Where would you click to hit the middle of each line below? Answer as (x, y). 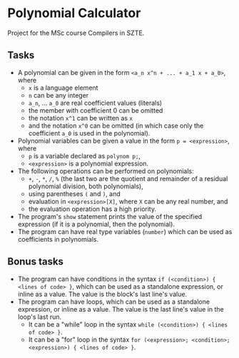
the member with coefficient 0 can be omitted (96, 110)
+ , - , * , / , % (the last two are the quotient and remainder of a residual (128, 178)
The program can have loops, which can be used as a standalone (114, 302)
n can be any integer (59, 95)
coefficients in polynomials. (58, 239)
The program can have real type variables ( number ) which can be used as (125, 231)
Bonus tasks (36, 262)
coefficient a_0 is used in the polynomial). (89, 133)
